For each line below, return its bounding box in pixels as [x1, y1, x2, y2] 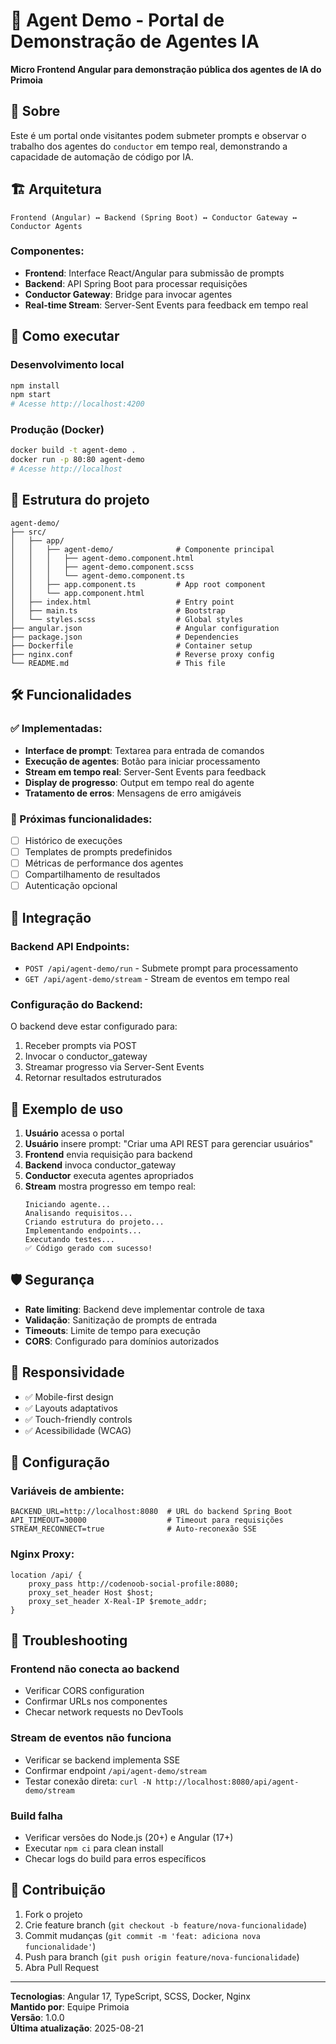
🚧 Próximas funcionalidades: [10, 812, 153, 826]
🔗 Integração [10, 909, 92, 926]
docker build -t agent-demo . [10, 445, 137, 456]
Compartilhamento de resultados [24, 869, 161, 881]
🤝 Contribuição [10, 1882, 106, 1899]
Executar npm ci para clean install [24, 1842, 164, 1854]
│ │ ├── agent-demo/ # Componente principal [10, 544, 275, 554]
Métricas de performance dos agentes [24, 857, 184, 869]
